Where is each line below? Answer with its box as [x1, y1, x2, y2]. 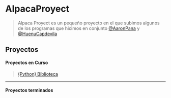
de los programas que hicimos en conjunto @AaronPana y [17, 25, 140, 31]
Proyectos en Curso [5, 59, 48, 66]
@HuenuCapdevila [17, 30, 58, 37]
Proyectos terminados [5, 87, 53, 93]
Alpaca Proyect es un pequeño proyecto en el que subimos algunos [17, 20, 160, 26]
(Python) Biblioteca [17, 71, 59, 77]
